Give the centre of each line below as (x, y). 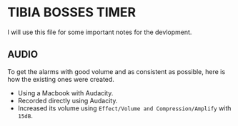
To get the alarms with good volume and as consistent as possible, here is (116, 71)
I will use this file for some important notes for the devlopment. (100, 32)
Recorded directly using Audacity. (68, 100)
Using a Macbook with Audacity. (65, 93)
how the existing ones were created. (61, 79)
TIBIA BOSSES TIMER (72, 12)
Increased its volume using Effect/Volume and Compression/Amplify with (124, 108)
